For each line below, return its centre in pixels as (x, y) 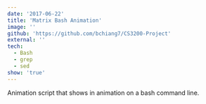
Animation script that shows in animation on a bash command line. (103, 93)
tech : (15, 46)
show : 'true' (26, 72)
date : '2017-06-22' (36, 14)
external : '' (26, 40)
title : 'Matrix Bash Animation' (54, 20)
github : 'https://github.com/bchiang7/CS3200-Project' (89, 33)
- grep (23, 60)
